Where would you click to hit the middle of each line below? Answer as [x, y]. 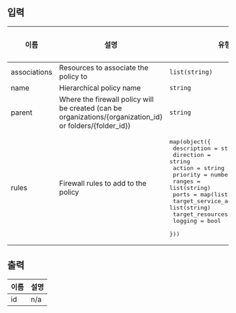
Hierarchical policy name [100, 88]
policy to [73, 76]
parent [22, 113]
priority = [190, 174]
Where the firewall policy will [107, 99]
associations [32, 72]
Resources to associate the [104, 68]
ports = [185, 194]
